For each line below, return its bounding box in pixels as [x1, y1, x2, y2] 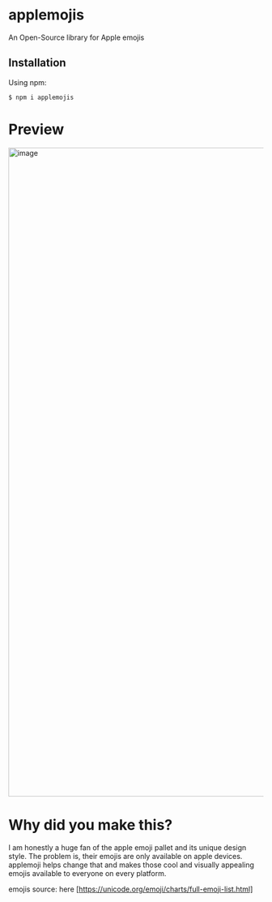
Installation [8, 56, 66, 70]
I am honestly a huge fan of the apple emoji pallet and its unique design [8, 842, 247, 853]
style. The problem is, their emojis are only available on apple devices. [8, 851, 243, 861]
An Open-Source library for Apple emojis [8, 32, 145, 42]
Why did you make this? [8, 815, 173, 834]
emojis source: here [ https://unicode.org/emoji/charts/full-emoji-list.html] [8, 884, 253, 894]
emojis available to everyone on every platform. [8, 868, 167, 878]
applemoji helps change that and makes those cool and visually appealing [8, 860, 255, 870]
